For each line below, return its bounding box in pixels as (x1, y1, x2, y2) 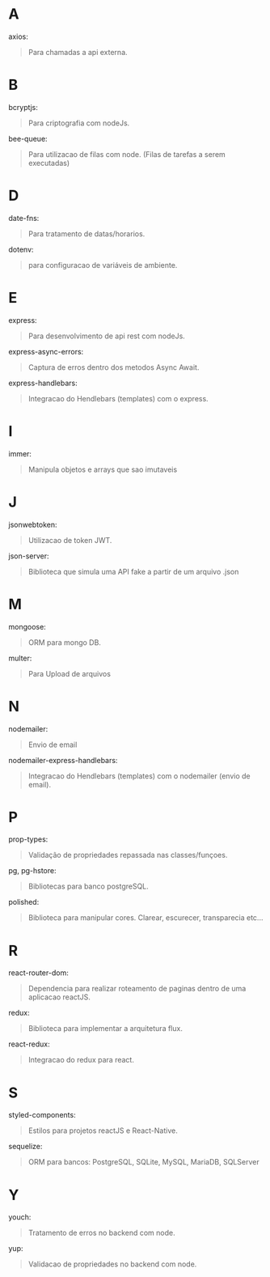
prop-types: (8, 834, 49, 844)
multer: (8, 653, 32, 663)
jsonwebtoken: (8, 520, 58, 529)
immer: (8, 448, 32, 458)
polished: (8, 897, 40, 907)
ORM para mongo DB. (27, 637, 101, 647)
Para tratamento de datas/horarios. (27, 228, 146, 239)
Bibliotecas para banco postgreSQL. (27, 881, 150, 891)
